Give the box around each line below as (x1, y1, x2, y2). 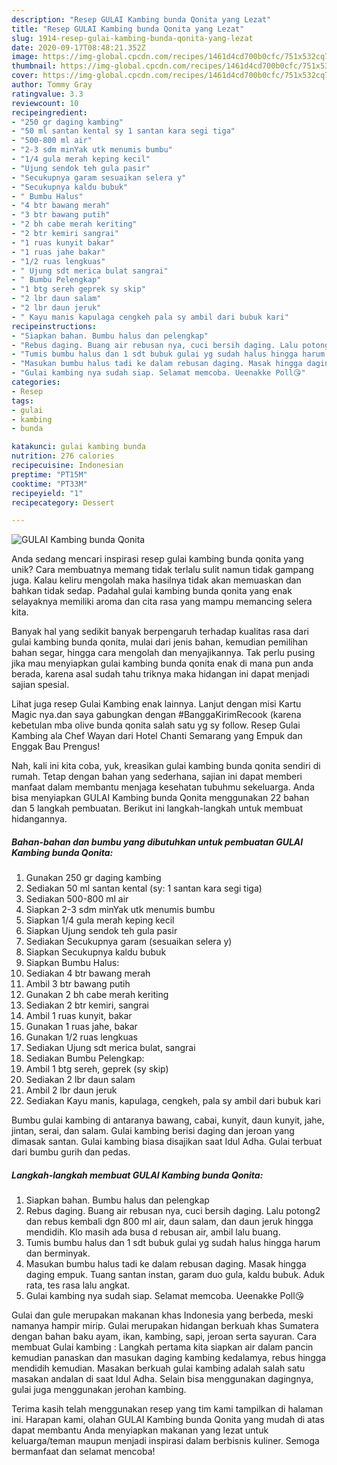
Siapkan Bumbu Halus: (25, 957, 120, 969)
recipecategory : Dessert (11, 497, 115, 508)
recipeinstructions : (11, 321, 98, 331)
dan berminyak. (25, 1247, 91, 1260)
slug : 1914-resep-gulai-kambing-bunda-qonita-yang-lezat (11, 33, 254, 43)
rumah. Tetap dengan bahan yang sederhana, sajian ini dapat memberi (11, 771, 303, 783)
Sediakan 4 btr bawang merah (25, 967, 151, 980)
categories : (11, 377, 61, 387)
